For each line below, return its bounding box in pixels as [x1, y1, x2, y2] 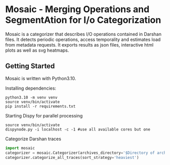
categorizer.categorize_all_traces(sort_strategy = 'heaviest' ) [5, 155, 139, 160]
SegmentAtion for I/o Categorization [5, 14, 161, 26]
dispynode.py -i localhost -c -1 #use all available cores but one [5, 127, 151, 132]
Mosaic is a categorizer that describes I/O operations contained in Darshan [5, 31, 162, 37]
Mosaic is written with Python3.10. [5, 75, 76, 81]
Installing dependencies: [5, 85, 57, 91]
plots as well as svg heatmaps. [5, 47, 69, 53]
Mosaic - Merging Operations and [5, 4, 150, 15]
